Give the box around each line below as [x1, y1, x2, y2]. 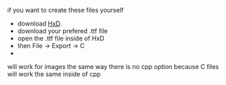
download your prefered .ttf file [17, 27, 108, 35]
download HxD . [17, 20, 62, 27]
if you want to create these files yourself [7, 6, 124, 14]
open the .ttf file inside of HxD [17, 34, 105, 42]
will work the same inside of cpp [7, 70, 101, 78]
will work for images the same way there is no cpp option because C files [7, 63, 220, 70]
